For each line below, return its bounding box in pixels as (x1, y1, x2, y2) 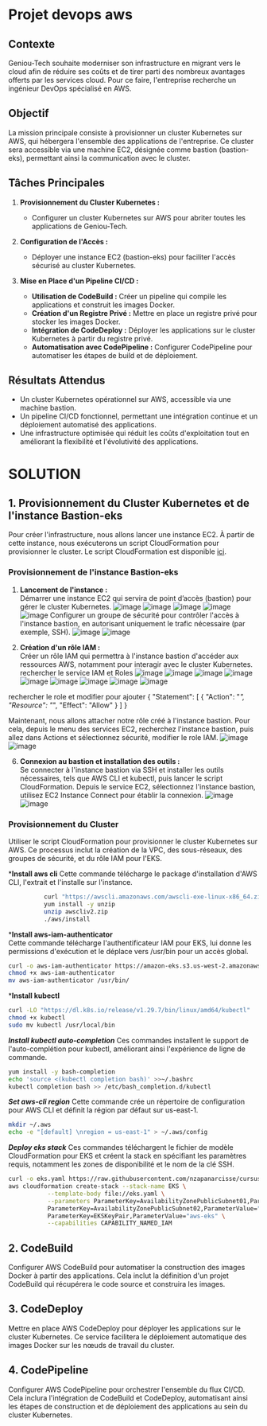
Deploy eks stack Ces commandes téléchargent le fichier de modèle (8, 1143, 234, 1152)
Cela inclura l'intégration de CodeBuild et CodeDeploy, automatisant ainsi (8, 1393, 248, 1402)
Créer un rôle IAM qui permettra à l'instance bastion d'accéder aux (19, 651, 239, 660)
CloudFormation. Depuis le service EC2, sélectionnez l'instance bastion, (19, 781, 256, 791)
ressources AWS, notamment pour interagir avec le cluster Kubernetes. (19, 659, 253, 669)
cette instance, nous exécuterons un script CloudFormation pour (8, 539, 220, 548)
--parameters (47, 1197, 91, 1205)
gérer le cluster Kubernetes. (19, 602, 112, 611)
